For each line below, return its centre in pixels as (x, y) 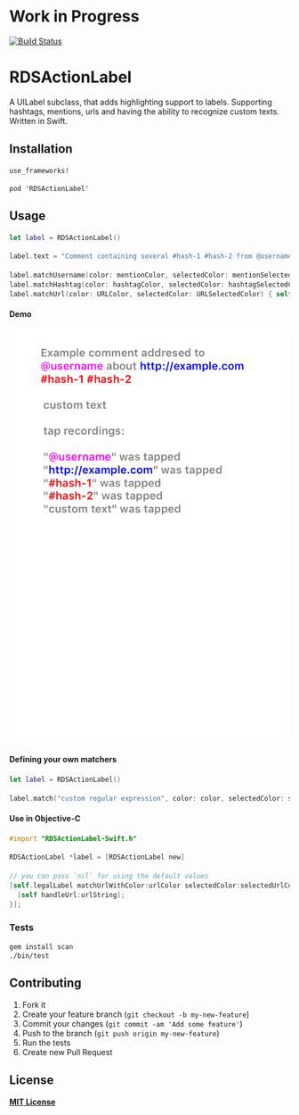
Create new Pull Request (67, 1052)
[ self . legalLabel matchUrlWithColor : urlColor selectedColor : (125, 886)
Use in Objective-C (45, 818)
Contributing (45, 983)
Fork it (34, 1004)
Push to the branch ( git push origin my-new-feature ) (121, 1033)
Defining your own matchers (63, 760)
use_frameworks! (39, 171)
